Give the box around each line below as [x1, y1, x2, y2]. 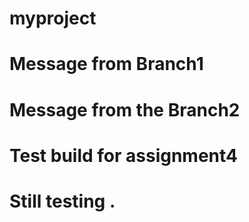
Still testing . [9, 190, 116, 212]
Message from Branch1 [9, 53, 204, 76]
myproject [9, 7, 97, 30]
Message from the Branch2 [9, 98, 241, 121]
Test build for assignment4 [9, 144, 239, 167]
